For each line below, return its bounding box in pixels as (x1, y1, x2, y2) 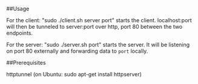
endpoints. (6, 29, 33, 37)
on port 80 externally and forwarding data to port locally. (6, 47, 148, 55)
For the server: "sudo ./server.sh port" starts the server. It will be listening (6, 41, 190, 48)
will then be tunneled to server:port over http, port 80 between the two (6, 23, 183, 30)
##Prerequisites (6, 59, 47, 66)
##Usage (6, 5, 30, 12)
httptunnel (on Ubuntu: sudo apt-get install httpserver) (6, 71, 142, 77)
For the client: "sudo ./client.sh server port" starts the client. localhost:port (6, 17, 192, 23)
